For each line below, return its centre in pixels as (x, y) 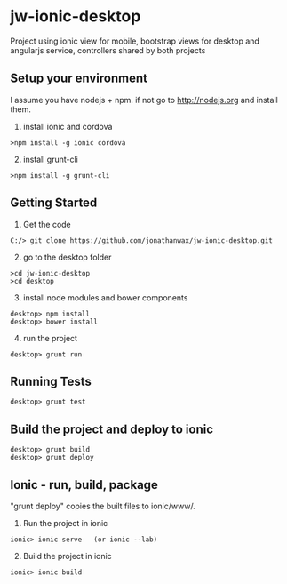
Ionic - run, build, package (84, 485)
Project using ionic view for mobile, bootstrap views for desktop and (135, 41)
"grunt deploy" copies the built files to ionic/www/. (103, 506)
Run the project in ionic (65, 523)
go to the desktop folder (67, 257)
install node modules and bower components (105, 297)
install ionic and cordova (68, 126)
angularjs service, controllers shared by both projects (108, 50)
